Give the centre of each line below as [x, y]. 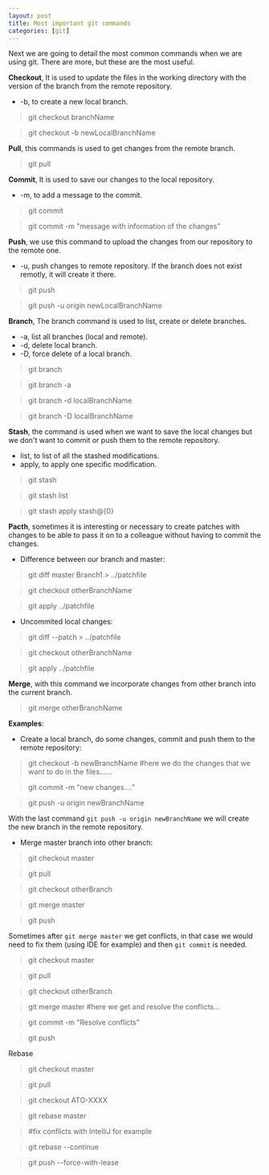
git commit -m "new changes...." [81, 788]
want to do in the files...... [70, 772]
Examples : [26, 723]
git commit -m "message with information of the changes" [124, 227]
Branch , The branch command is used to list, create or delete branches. [128, 321]
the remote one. [35, 251]
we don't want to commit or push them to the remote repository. [114, 440]
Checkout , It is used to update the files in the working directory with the [127, 78]
